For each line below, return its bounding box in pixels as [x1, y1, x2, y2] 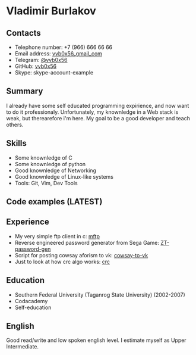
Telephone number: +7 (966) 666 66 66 [14, 43, 113, 51]
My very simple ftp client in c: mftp [14, 232, 100, 239]
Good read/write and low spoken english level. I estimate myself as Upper [6, 337, 186, 344]
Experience [6, 217, 49, 227]
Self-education [14, 304, 52, 311]
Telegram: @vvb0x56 [14, 57, 68, 63]
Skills [6, 138, 27, 148]
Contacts [6, 28, 42, 38]
